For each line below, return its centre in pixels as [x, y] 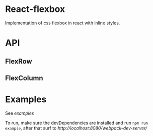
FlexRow [19, 61]
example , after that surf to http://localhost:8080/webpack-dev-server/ [76, 128]
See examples [20, 113]
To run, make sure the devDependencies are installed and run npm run [76, 123]
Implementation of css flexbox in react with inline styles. [63, 23]
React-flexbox [35, 9]
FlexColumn [24, 78]
